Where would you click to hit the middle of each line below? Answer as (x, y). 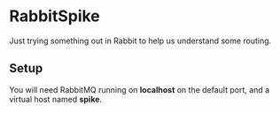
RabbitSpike (54, 16)
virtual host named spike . (56, 99)
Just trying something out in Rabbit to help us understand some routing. (140, 41)
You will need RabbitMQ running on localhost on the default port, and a (140, 89)
